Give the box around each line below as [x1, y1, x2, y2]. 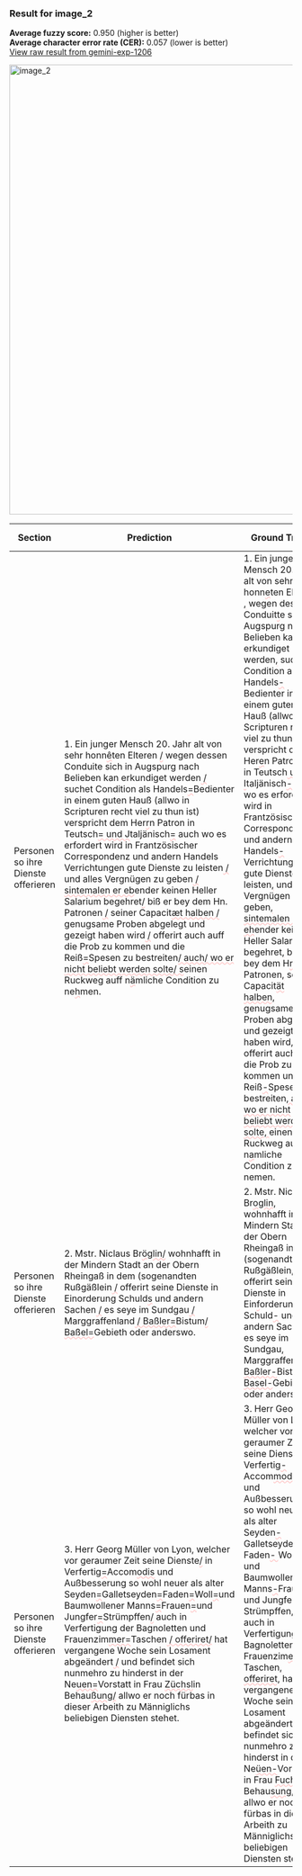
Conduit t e [244, 608, 286, 621]
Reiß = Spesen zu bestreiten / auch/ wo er [64, 952, 235, 965]
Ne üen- [244, 1763, 279, 1775]
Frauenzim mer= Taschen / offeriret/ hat [64, 1633, 228, 1646]
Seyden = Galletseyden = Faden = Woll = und [64, 1588, 235, 1601]
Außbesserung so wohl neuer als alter [64, 1577, 225, 1590]
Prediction [127, 532, 173, 544]
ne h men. [64, 985, 102, 998]
